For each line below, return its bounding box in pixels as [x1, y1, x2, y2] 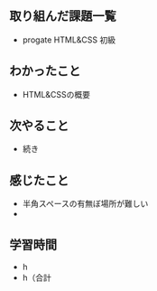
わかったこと [9, 63, 81, 79]
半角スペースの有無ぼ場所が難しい [22, 198, 149, 210]
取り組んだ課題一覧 [9, 8, 116, 24]
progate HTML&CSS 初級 [22, 34, 115, 45]
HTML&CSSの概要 [22, 89, 91, 99]
